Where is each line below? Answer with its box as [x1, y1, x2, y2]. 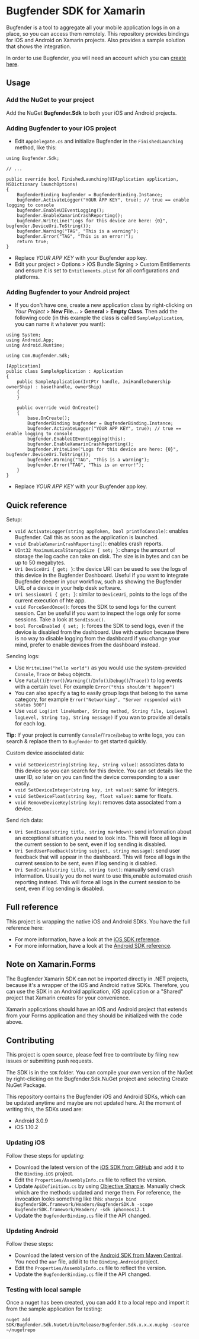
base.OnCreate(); [27, 415, 70, 422]
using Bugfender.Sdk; [6, 155, 60, 161]
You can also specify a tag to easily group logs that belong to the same [14, 690, 188, 697]
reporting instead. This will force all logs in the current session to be [14, 879, 181, 886]
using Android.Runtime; [6, 342, 65, 348]
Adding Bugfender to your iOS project [6, 124, 117, 132]
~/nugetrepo [6, 1327, 36, 1333]
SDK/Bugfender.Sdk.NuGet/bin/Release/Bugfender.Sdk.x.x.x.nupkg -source [6, 1322, 190, 1328]
